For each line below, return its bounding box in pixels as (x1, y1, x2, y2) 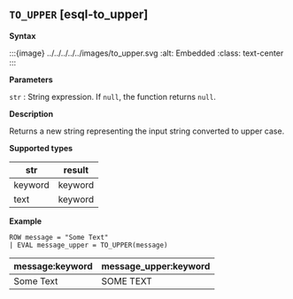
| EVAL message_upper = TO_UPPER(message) (9, 241, 168, 249)
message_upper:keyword (101, 260, 211, 272)
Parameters (9, 74, 53, 85)
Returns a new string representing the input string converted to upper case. (9, 126, 285, 136)
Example (9, 216, 42, 226)
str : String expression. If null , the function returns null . (9, 91, 217, 102)
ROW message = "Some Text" (9, 233, 109, 241)
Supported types (9, 142, 73, 153)
